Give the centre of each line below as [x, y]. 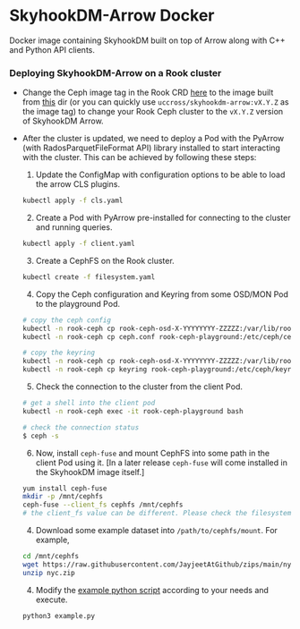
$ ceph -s [41, 436]
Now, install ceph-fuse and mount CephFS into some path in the [153, 453]
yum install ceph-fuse [64, 489]
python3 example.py [59, 616]
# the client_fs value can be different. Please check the [135, 514]
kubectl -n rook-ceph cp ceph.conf [89, 336]
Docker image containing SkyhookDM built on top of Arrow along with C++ [147, 40]
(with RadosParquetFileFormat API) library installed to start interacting [151, 148]
